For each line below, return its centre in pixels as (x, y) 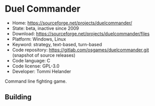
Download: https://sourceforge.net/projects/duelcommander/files (81, 33)
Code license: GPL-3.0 (36, 66)
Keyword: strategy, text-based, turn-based (57, 44)
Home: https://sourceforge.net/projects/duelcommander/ (72, 23)
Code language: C (31, 60)
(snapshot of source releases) (44, 55)
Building (18, 97)
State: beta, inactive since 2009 (46, 28)
